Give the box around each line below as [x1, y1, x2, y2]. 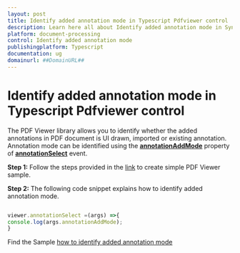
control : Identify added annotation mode [7, 37, 133, 44]
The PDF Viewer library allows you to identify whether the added [7, 126, 198, 135]
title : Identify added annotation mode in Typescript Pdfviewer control [7, 17, 229, 24]
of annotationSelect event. [7, 149, 88, 158]
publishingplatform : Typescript [7, 43, 104, 51]
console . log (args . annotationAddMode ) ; [7, 218, 123, 225]
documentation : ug [7, 51, 62, 58]
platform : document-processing [7, 30, 101, 38]
